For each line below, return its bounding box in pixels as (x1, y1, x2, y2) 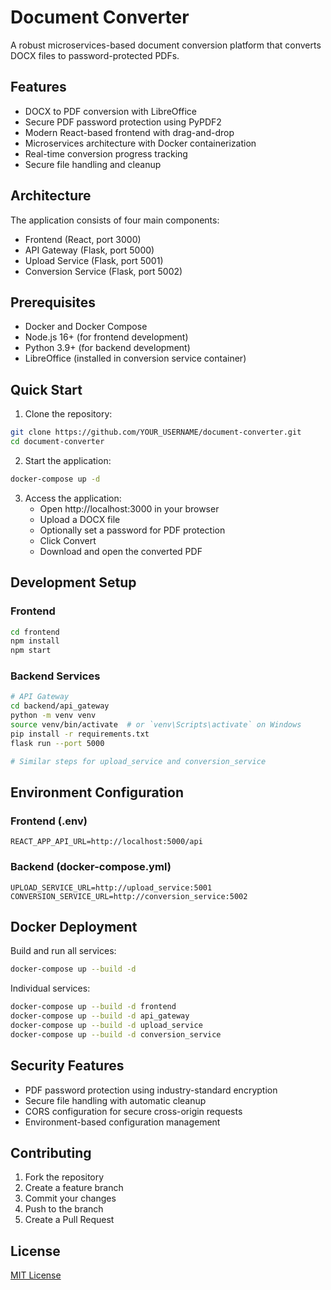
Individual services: (10, 982, 91, 995)
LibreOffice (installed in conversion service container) (24, 352, 247, 365)
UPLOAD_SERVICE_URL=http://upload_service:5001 (10, 882, 213, 893)
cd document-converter (10, 437, 105, 447)
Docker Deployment (10, 918, 138, 935)
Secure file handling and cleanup (24, 158, 162, 170)
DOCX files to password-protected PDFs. (10, 49, 180, 61)
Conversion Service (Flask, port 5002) (24, 265, 183, 277)
